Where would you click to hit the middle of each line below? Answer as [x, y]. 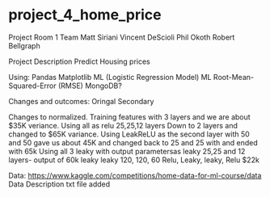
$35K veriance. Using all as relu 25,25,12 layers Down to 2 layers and [123, 125]
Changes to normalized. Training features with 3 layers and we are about [129, 117]
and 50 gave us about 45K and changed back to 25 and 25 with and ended [133, 142]
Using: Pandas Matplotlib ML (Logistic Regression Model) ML [110, 77]
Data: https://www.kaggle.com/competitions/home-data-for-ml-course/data [135, 175]
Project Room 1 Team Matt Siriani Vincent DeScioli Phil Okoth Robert [122, 37]
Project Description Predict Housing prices [80, 61]
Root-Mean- [234, 77]
